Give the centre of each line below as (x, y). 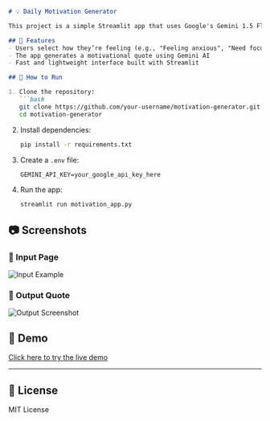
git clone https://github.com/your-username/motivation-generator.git (140, 107)
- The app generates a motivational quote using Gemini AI (109, 55)
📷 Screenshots (47, 230)
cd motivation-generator (61, 114)
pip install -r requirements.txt (76, 145)
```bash (32, 100)
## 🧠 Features (32, 40)
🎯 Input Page (33, 257)
